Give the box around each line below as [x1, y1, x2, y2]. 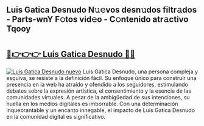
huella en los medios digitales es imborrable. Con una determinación [6, 100, 178, 107]
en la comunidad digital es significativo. [6, 113, 105, 120]
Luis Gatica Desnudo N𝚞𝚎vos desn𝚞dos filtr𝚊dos [6, 5, 197, 15]
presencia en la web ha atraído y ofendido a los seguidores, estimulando [6, 81, 189, 88]
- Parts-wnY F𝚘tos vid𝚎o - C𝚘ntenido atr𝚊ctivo [6, 15, 189, 25]
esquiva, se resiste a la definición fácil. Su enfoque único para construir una [6, 75, 197, 81]
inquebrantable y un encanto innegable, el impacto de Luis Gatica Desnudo [6, 107, 195, 114]
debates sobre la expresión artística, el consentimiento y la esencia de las [6, 87, 192, 94]
